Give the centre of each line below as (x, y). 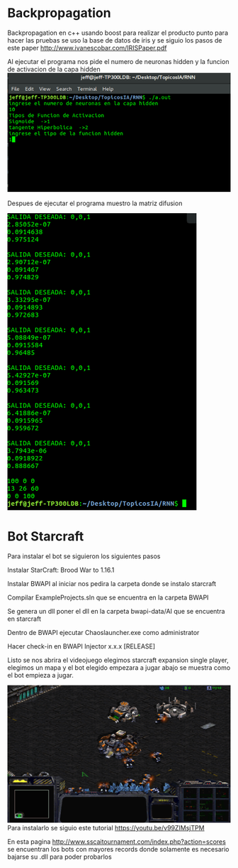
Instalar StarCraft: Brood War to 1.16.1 (61, 570)
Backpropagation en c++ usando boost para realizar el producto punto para (118, 33)
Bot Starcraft (46, 537)
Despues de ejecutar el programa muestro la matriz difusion (95, 203)
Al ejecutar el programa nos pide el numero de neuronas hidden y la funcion (118, 61)
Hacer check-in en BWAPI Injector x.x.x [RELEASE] (81, 646)
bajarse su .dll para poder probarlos (59, 857)
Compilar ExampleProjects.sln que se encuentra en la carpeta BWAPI (108, 597)
